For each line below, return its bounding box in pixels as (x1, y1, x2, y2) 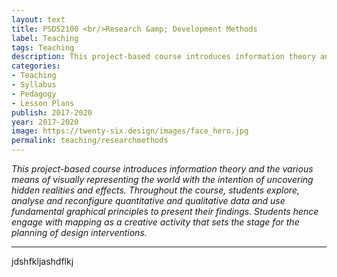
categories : (11, 61, 61, 71)
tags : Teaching (11, 42, 75, 53)
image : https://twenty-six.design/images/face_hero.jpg (11, 126, 249, 136)
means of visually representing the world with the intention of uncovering (11, 174, 314, 185)
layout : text (11, 14, 66, 25)
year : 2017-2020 (11, 117, 79, 127)
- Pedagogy (11, 89, 57, 99)
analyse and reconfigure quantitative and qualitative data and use (11, 195, 286, 206)
